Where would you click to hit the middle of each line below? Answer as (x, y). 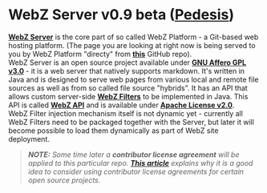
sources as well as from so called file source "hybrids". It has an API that (128, 88)
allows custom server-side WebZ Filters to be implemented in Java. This (128, 96)
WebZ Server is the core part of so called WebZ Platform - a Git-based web (133, 37)
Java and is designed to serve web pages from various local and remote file (133, 79)
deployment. (29, 139)
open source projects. (64, 180)
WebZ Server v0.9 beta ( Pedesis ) (121, 15)
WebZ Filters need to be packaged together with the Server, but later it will (131, 122)
